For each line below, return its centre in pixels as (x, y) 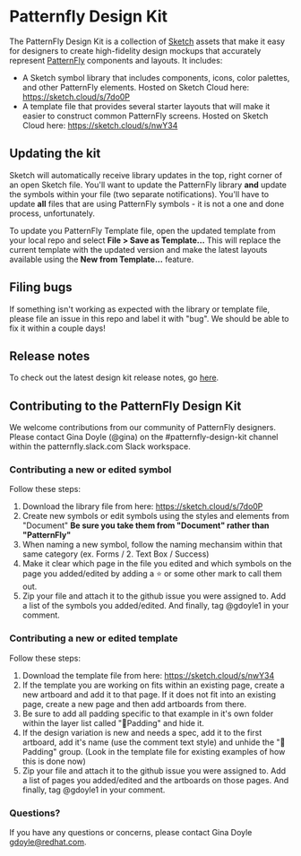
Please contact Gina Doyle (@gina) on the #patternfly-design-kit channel (144, 437)
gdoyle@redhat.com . (48, 842)
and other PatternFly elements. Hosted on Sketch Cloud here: (136, 87)
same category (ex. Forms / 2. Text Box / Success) (116, 554)
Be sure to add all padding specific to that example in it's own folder (148, 713)
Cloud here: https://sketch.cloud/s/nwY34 (100, 125)
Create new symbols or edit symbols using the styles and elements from (155, 516)
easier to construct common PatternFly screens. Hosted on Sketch (145, 116)
